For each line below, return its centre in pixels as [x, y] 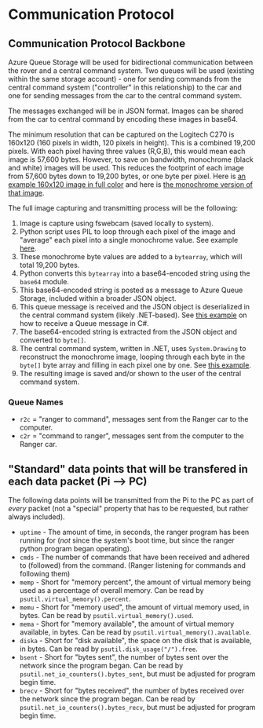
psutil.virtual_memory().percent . [75, 599]
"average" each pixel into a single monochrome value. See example [129, 240]
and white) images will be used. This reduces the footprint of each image [126, 168]
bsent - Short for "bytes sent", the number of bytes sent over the [124, 657]
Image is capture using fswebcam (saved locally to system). [117, 223]
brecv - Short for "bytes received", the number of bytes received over [132, 691]
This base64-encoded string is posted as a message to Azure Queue [131, 290]
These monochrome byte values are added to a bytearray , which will [131, 256]
